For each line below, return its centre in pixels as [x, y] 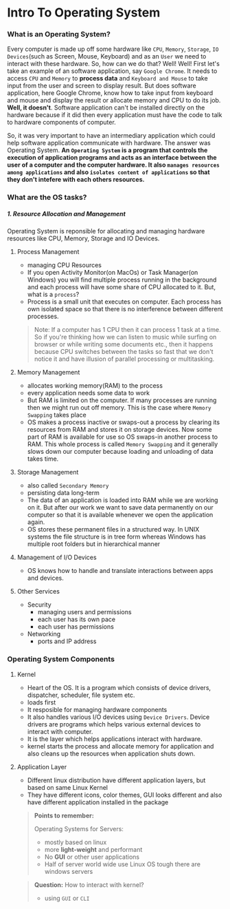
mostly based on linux [76, 842]
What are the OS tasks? [47, 198]
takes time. [43, 459]
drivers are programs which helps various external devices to [114, 724]
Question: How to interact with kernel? [89, 885]
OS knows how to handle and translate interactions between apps [120, 571]
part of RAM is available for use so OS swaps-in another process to [123, 437]
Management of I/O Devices [57, 557]
